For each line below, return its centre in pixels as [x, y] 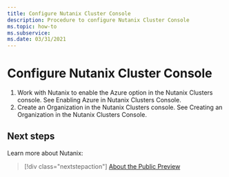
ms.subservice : [29, 33]
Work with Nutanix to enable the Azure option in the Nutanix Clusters [115, 93]
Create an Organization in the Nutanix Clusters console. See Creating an [120, 107]
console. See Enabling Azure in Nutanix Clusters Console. [99, 100]
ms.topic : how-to [32, 26]
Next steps [31, 137]
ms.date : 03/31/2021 [37, 39]
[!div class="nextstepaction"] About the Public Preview [102, 166]
